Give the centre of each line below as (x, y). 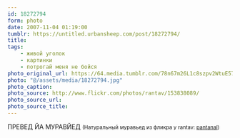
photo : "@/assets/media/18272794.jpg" (65, 80)
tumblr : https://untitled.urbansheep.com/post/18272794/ (94, 34)
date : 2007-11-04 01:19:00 (47, 27)
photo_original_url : (38, 73)
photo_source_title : (38, 107)
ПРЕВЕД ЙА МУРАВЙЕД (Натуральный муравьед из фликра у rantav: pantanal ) (114, 127)
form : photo (25, 21)
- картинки (36, 60)
